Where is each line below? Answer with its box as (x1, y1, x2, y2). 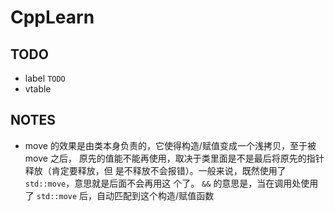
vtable (24, 83, 52, 95)
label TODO (24, 72, 66, 84)
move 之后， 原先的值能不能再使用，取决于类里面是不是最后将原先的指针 (24, 152, 325, 164)
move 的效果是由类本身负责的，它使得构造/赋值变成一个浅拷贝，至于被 (24, 139, 317, 151)
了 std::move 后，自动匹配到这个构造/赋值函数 (24, 189, 215, 201)
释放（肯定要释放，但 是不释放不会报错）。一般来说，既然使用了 (24, 164, 287, 176)
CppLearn (10, 6, 95, 29)
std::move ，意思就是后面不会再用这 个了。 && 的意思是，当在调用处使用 (24, 177, 319, 189)
